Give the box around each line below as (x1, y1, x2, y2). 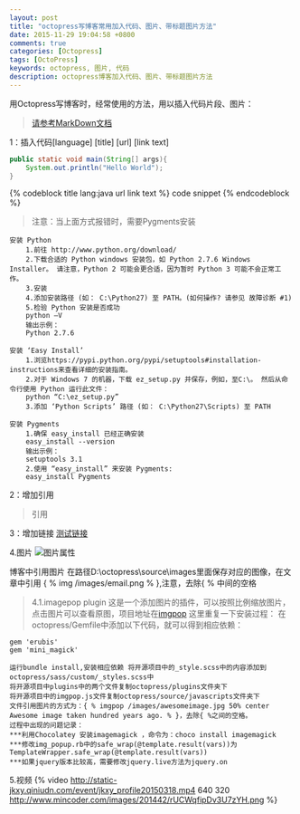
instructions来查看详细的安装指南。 (9, 366, 133, 375)
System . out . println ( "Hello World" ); (25, 163, 164, 172)
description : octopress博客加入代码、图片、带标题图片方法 (9, 72, 213, 81)
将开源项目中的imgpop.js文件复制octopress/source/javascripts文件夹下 (9, 692, 260, 702)
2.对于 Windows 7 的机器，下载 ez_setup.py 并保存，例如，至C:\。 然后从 (25, 375, 282, 385)
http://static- (70, 775, 117, 786)
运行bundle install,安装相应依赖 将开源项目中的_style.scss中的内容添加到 (9, 663, 267, 673)
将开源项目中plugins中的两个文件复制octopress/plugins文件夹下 (9, 683, 228, 692)
